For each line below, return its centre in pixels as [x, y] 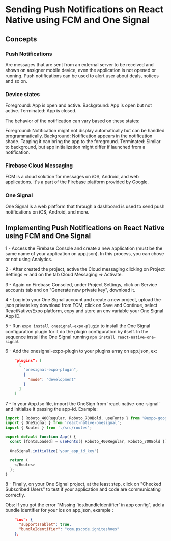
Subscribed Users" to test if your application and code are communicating [83, 489]
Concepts [21, 39]
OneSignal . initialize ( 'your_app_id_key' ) [54, 451]
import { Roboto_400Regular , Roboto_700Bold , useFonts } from [73, 418]
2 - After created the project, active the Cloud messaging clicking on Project [85, 269]
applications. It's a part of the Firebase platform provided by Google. [77, 182]
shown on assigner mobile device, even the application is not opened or [81, 70]
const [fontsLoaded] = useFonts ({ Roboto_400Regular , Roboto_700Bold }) [89, 442]
